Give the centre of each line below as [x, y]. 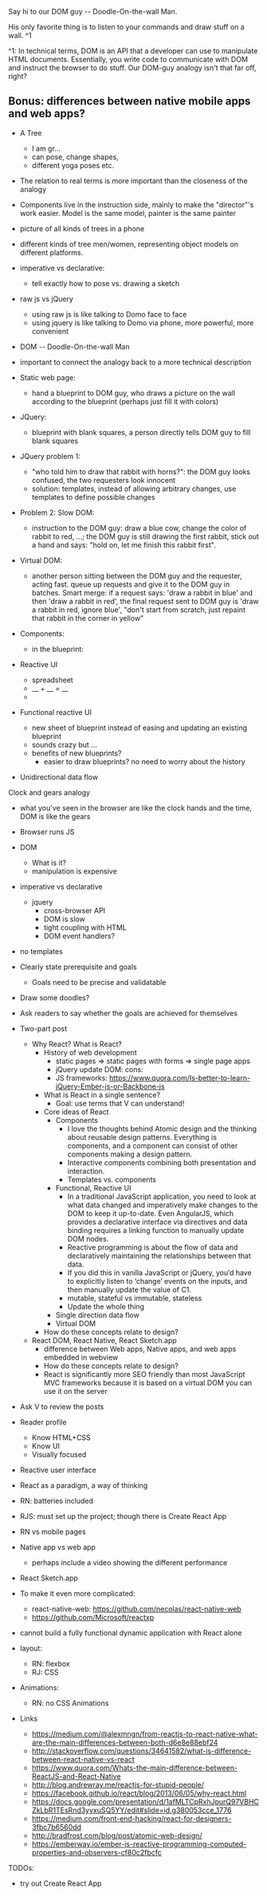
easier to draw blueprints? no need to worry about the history [144, 761]
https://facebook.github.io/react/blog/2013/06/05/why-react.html [139, 1793]
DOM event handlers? [79, 936]
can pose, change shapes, [75, 157]
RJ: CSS [45, 1672]
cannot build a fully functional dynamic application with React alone [131, 1632]
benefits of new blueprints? [77, 753]
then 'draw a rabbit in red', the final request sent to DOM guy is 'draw [145, 601]
